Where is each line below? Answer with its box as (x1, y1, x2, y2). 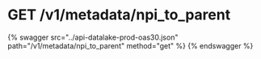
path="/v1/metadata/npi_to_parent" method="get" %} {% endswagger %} (7, 40, 254, 50)
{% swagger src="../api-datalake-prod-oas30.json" (7, 32, 179, 42)
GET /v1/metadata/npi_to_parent (7, 6, 231, 24)
